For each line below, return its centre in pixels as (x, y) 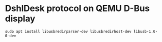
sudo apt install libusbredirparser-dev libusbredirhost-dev (68, 31)
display (20, 19)
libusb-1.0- (146, 31)
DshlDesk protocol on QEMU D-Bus (77, 8)
